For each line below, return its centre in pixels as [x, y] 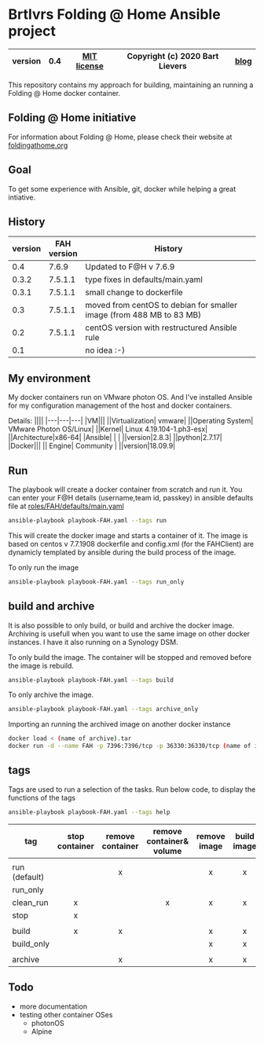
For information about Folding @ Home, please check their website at [120, 137]
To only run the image [44, 567]
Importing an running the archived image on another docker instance [119, 724]
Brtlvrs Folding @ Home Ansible [115, 15]
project [32, 31]
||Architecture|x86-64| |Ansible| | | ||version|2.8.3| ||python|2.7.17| [115, 438]
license [90, 66]
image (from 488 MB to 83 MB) [143, 315]
